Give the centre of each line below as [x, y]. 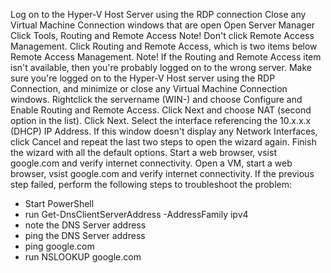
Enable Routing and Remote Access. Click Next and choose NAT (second [161, 110]
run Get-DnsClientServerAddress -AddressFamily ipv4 [136, 214]
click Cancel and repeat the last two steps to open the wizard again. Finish [163, 142]
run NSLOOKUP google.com [83, 257]
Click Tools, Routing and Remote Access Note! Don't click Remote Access [162, 35]
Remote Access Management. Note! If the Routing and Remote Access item [166, 57]
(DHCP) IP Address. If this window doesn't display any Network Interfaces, [164, 131]
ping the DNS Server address [85, 235]
